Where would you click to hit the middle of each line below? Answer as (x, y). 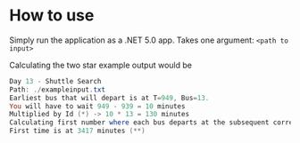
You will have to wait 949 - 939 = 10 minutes (97, 106)
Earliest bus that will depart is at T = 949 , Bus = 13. (109, 98)
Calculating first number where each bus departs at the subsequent (139, 123)
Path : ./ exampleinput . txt (57, 90)
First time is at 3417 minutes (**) (77, 131)
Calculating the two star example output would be (100, 65)
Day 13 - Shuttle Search (55, 81)
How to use (52, 16)
